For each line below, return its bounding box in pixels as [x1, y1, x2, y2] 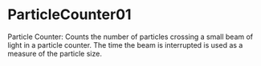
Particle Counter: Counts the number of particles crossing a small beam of [7, 32, 254, 41]
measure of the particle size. [7, 49, 102, 58]
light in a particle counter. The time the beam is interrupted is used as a [7, 40, 243, 49]
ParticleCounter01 [7, 6, 132, 24]
